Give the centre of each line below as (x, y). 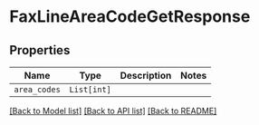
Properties (40, 50)
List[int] (90, 89)
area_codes (37, 89)
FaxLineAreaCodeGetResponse (130, 17)
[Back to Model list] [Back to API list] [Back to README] (113, 111)
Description (146, 76)
